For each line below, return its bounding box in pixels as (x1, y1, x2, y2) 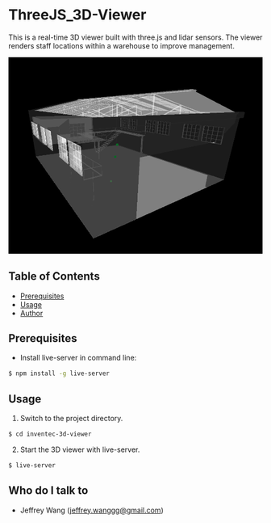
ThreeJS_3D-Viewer (8, 6, 147, 24)
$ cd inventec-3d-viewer (8, 430, 92, 438)
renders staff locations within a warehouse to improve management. (8, 40, 236, 50)
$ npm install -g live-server (8, 369, 110, 377)
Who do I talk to (8, 483, 89, 498)
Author (19, 308, 44, 318)
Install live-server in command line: (19, 353, 137, 363)
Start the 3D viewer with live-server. (19, 445, 140, 454)
